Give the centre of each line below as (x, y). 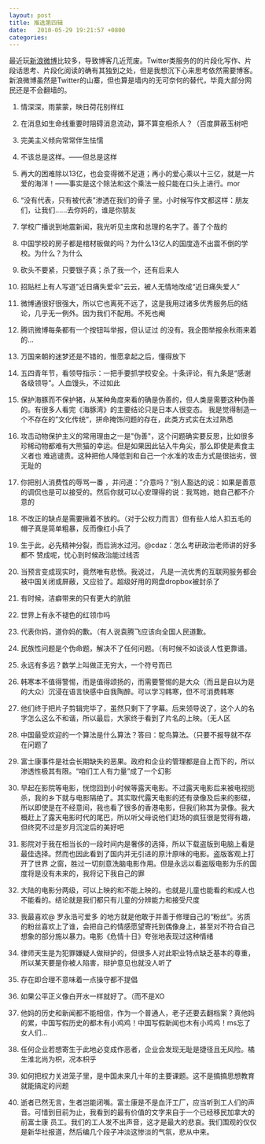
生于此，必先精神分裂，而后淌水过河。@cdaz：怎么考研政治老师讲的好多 (138, 545)
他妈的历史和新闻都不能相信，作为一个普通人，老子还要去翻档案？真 (131, 1013)
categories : (28, 37)
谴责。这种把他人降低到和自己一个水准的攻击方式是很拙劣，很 (157, 456)
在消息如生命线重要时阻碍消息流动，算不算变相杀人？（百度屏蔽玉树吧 (134, 123)
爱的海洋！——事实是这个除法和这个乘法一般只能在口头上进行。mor (130, 184)
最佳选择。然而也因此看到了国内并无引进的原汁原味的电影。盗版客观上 (134, 854)
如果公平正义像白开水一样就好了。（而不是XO (92, 996)
